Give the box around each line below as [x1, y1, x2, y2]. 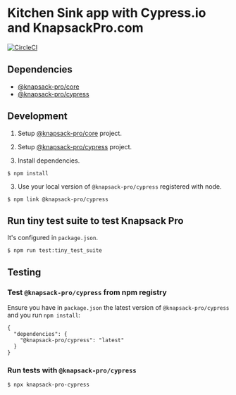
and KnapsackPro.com [7, 20, 144, 36]
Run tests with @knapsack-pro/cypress [7, 365, 137, 375]
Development [7, 111, 68, 123]
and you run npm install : [7, 311, 81, 320]
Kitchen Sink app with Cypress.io [7, 5, 206, 21]
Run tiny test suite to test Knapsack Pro [7, 215, 184, 227]
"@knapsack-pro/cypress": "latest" [20, 337, 125, 344]
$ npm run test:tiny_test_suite [7, 247, 102, 254]
